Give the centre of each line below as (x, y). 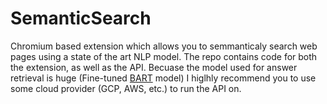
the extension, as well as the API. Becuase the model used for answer (154, 67)
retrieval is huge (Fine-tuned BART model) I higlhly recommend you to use (163, 78)
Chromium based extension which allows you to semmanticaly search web (164, 46)
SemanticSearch (81, 18)
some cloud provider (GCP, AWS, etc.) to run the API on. (126, 88)
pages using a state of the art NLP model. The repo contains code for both (164, 56)
